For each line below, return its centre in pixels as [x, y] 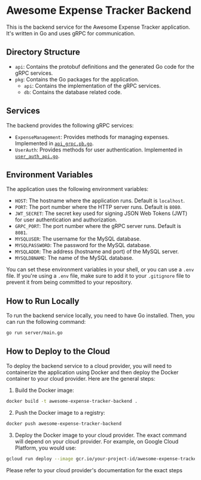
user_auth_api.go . [37, 156]
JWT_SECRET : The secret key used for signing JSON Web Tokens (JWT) [101, 214]
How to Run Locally [43, 301]
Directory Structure [43, 52]
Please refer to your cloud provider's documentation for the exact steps [94, 470]
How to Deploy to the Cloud [58, 352]
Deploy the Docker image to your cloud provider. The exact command [101, 435]
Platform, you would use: [45, 448]
